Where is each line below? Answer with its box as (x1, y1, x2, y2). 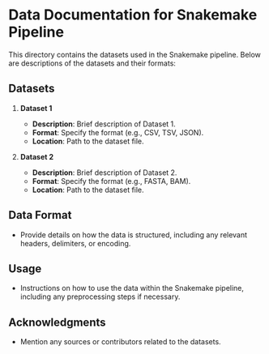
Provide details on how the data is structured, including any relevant (19, 229, 248, 240)
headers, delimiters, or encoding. (19, 238, 131, 248)
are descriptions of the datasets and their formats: (8, 58, 177, 68)
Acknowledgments (8, 315, 107, 329)
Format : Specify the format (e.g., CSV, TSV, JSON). (32, 127, 204, 137)
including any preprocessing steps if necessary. (19, 292, 181, 301)
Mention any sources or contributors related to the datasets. (19, 337, 221, 347)
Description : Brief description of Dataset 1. (32, 119, 176, 129)
